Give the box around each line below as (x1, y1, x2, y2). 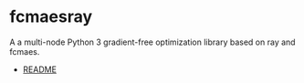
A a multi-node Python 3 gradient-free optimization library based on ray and (9, 36, 296, 47)
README (22, 64, 58, 75)
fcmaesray (9, 6, 93, 27)
